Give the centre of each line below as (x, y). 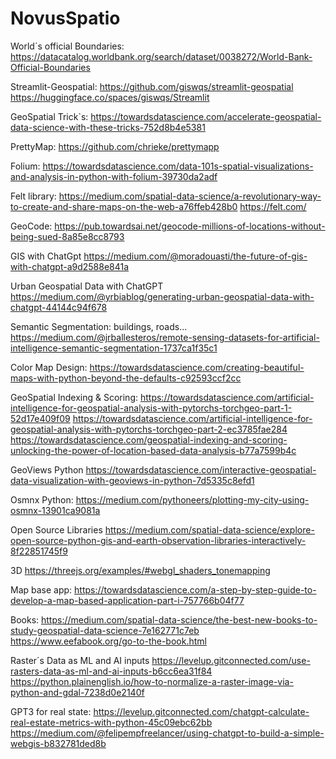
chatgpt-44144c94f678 (59, 307)
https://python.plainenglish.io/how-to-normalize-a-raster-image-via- (152, 681)
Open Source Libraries (56, 529)
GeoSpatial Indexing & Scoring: (74, 397)
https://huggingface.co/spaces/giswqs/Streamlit (110, 97)
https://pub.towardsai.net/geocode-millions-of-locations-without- (190, 226)
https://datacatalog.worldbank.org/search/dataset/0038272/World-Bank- (161, 56)
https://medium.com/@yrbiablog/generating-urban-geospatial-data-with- (162, 296)
